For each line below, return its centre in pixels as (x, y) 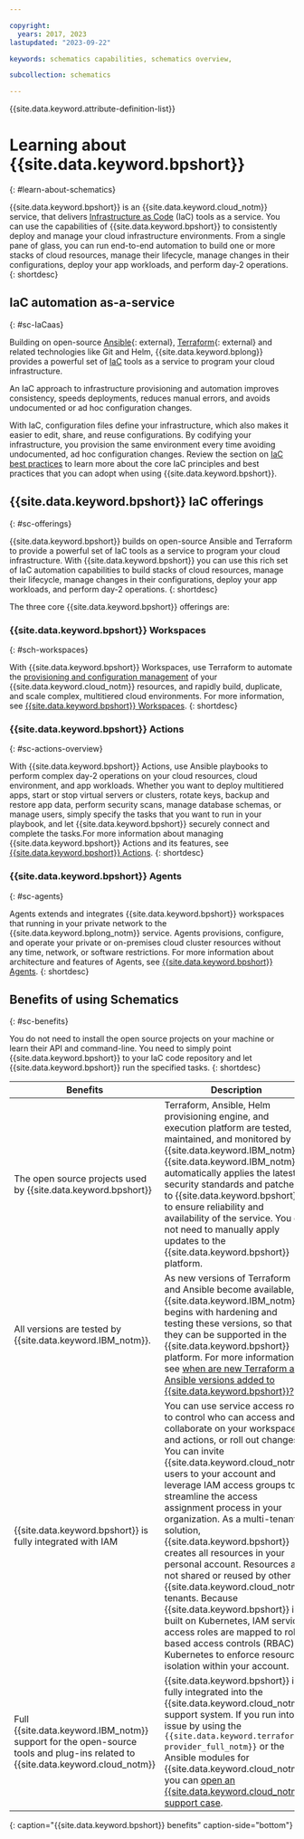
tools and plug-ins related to (75, 1753)
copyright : (30, 25)
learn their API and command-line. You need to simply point (121, 1048)
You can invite (194, 1451)
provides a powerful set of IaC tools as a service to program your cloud (142, 361)
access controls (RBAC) (244, 1644)
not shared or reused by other (228, 1576)
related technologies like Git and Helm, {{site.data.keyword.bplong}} (137, 351)
